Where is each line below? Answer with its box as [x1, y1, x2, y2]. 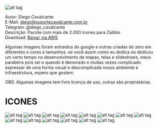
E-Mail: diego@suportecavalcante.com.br [5, 19, 88, 25]
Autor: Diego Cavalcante [5, 14, 54, 19]
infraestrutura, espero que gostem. [5, 70, 75, 75]
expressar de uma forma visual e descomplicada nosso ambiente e [5, 64, 139, 70]
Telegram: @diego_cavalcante [5, 24, 65, 30]
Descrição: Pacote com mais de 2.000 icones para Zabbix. [5, 30, 122, 35]
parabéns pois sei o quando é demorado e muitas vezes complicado [5, 60, 141, 65]
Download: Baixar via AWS [5, 34, 58, 40]
